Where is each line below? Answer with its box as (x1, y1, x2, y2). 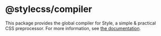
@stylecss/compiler (5, 3, 92, 15)
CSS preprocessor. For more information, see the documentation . (5, 25, 141, 31)
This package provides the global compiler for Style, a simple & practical (5, 20, 156, 26)
